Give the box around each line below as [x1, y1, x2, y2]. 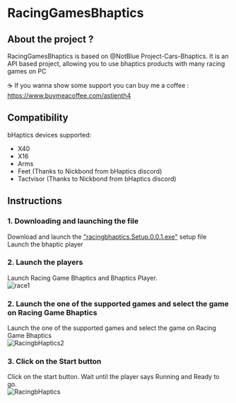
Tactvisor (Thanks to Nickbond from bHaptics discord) [17, 174, 177, 183]
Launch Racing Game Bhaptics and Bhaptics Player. [7, 273, 158, 282]
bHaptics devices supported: [7, 130, 92, 139]
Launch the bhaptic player [7, 239, 83, 249]
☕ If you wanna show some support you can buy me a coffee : [7, 81, 189, 89]
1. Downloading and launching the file [7, 216, 139, 226]
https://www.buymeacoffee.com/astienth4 [7, 91, 131, 100]
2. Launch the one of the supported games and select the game [7, 299, 229, 309]
